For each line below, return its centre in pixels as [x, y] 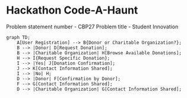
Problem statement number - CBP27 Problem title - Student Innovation [92, 27]
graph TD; [18, 37]
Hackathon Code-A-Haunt [72, 10]
